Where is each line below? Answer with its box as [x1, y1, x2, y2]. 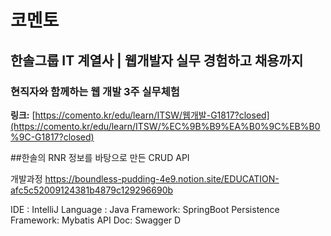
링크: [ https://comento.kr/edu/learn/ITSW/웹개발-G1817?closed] [10, 109, 270, 121]
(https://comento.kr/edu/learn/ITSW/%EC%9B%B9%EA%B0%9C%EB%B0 [10, 120, 321, 132]
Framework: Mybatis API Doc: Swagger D [10, 214, 182, 226]
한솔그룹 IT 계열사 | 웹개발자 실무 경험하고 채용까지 [10, 52, 304, 69]
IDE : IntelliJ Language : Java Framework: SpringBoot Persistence [10, 203, 280, 215]
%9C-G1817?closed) [10, 131, 95, 143]
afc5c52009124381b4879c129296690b [10, 184, 174, 196]
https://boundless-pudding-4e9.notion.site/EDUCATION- [44, 172, 280, 185]
